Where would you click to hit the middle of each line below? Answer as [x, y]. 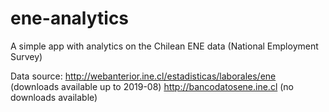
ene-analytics [70, 18]
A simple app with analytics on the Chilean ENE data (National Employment [164, 46]
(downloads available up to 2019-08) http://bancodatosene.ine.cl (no [152, 86]
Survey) [26, 56]
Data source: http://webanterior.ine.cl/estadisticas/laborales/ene [143, 76]
